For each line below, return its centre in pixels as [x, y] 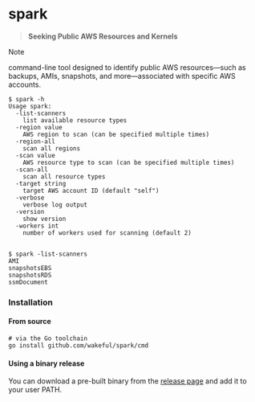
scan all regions [52, 148]
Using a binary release [47, 363]
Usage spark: [30, 106]
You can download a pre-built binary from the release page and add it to [127, 381]
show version [45, 219]
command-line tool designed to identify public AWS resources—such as [127, 67]
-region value [39, 127]
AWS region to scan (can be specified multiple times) [116, 134]
